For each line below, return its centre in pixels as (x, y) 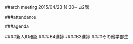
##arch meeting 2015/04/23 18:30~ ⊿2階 (47, 7)
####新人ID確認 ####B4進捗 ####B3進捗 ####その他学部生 (67, 36)
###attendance (21, 17)
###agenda (17, 26)
